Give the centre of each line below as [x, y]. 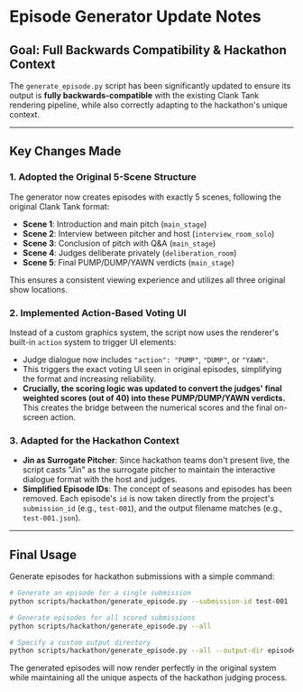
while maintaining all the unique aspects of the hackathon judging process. [148, 678]
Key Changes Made [65, 151]
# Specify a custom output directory [80, 642]
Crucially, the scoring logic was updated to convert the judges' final [152, 388]
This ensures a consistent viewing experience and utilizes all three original [147, 280]
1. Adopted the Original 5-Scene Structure [103, 177]
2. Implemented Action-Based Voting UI [98, 313]
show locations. [39, 289]
